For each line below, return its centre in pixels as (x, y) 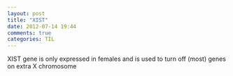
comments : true (29, 33)
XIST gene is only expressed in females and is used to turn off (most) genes (116, 59)
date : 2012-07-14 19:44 (42, 26)
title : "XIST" (28, 20)
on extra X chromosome (42, 66)
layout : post (26, 13)
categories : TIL (31, 39)
